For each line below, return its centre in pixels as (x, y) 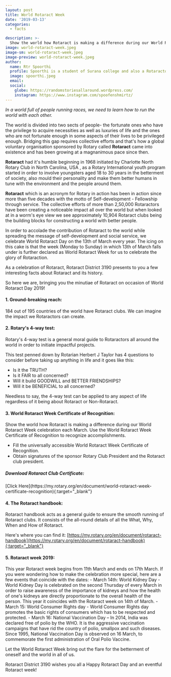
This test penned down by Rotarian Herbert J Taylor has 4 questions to (80, 354)
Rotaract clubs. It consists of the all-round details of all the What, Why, (79, 520)
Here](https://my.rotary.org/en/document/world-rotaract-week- (85, 486)
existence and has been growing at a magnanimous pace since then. (77, 152)
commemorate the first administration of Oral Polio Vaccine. (68, 639)
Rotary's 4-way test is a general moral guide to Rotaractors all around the (82, 339)
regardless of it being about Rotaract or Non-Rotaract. (62, 401)
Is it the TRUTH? (30, 370)
